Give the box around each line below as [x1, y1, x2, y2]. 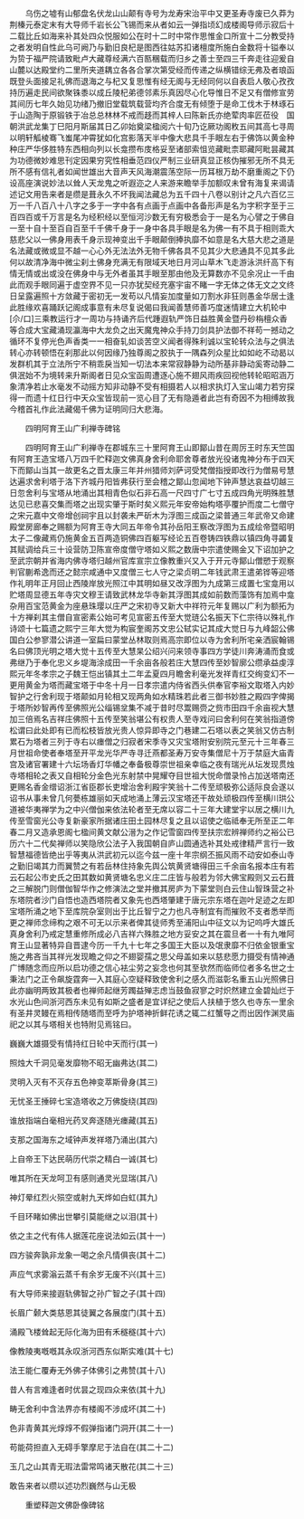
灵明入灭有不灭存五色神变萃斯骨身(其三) [9, 1077, 158, 1087]
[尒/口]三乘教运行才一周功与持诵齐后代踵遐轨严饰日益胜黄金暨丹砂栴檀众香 [9, 313, 288, 324]
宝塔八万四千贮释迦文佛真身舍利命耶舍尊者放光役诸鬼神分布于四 [48, 453, 287, 464]
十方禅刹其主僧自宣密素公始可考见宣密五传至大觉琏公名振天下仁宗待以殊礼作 [9, 612, 295, 622]
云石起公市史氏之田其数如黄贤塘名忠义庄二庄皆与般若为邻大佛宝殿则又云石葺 [9, 872, 295, 882]
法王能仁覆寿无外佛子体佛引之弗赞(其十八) [9, 1365, 166, 1375]
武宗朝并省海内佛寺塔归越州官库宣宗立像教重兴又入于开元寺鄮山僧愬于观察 [16, 555, 295, 565]
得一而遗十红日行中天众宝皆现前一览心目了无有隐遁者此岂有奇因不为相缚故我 [9, 393, 295, 403]
